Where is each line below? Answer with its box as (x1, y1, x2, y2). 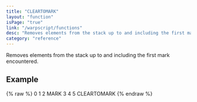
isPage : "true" (6, 19, 43, 25)
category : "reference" (6, 36, 62, 41)
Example (6, 75, 39, 85)
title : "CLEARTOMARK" (6, 8, 59, 15)
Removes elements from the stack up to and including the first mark (6, 52, 170, 58)
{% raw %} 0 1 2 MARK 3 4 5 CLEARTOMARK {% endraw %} (6, 90, 153, 97)
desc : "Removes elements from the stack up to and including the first (6, 30, 185, 36)
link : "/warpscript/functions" (6, 24, 83, 31)
